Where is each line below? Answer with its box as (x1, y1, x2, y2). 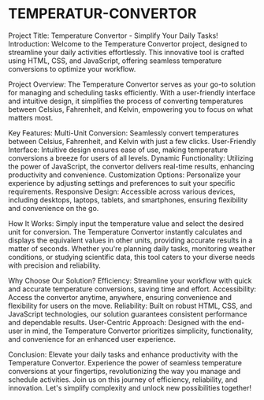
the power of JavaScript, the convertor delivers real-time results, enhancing (8, 161, 255, 171)
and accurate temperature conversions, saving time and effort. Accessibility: (8, 284, 257, 294)
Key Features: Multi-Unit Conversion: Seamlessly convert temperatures (8, 128, 239, 138)
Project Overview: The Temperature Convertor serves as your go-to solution (8, 80, 256, 89)
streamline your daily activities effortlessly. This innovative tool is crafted (8, 47, 244, 57)
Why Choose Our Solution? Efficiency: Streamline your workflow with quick (8, 276, 252, 285)
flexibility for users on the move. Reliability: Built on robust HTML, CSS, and (8, 301, 252, 310)
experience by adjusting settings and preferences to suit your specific (8, 178, 236, 187)
